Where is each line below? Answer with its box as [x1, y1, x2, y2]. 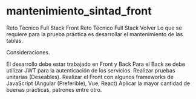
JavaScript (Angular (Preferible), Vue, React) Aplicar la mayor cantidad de [6, 80, 191, 87]
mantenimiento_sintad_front [6, 4, 152, 18]
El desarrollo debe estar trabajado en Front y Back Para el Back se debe [6, 60, 186, 68]
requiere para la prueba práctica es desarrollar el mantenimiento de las [6, 30, 183, 37]
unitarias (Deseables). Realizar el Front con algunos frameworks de [6, 73, 174, 80]
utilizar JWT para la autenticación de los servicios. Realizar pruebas [6, 66, 175, 74]
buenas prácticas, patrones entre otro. [6, 86, 102, 93]
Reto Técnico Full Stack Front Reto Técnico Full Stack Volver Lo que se [6, 24, 183, 31]
